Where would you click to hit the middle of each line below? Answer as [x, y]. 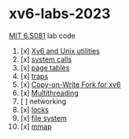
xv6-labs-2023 [60, 14]
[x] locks [35, 109]
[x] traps [34, 76]
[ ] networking [43, 101]
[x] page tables [45, 67]
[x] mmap [36, 126]
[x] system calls [46, 59]
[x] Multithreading [49, 92]
